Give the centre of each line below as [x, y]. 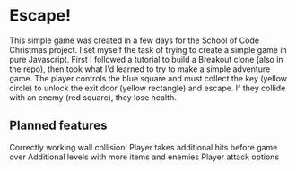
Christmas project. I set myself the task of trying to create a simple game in [148, 49]
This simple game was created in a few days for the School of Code [135, 40]
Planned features [58, 126]
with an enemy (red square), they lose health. [93, 97]
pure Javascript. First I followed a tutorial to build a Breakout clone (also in [147, 59]
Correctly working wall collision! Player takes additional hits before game [144, 147]
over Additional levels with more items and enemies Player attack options [144, 157]
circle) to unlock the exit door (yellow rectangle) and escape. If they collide [148, 88]
